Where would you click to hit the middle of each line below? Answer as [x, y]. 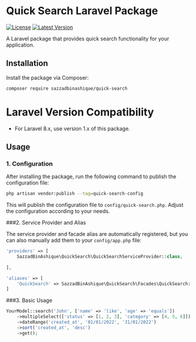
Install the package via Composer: [48, 77]
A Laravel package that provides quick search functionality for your [88, 38]
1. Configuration [29, 163]
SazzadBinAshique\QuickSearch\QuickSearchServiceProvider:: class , [100, 256]
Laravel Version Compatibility [80, 112]
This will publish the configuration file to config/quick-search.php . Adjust [95, 205]
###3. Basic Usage [29, 300]
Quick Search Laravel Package [82, 11]
